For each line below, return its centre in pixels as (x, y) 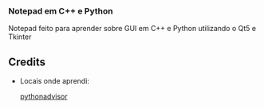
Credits (27, 62)
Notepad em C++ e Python (61, 11)
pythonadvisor (43, 96)
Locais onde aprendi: (55, 81)
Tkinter (20, 37)
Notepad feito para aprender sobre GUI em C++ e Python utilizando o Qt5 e (132, 29)
